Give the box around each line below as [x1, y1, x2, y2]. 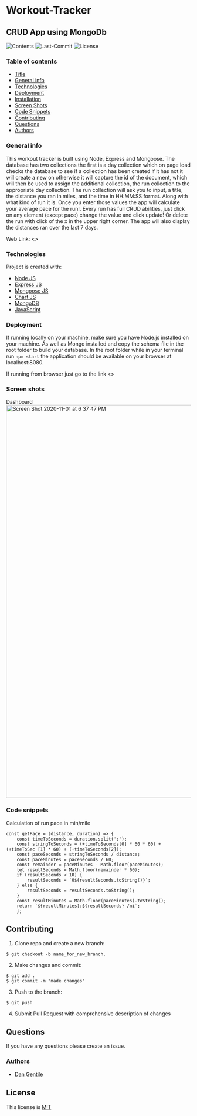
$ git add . [6, 972, 35, 979]
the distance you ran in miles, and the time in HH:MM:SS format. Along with [6, 192, 188, 200]
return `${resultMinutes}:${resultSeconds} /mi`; [16, 903, 141, 909]
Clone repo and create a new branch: [14, 939, 105, 946]
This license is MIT [6, 1103, 52, 1110]
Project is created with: [6, 263, 62, 270]
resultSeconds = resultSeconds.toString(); [27, 887, 135, 894]
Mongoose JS [14, 287, 49, 294]
